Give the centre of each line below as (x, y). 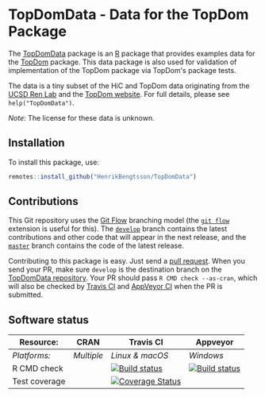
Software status (49, 320)
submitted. (26, 295)
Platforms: (31, 356)
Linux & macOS (140, 356)
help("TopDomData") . (41, 102)
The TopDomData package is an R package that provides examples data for (132, 53)
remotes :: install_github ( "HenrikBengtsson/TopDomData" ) (102, 176)
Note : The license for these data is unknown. (81, 118)
